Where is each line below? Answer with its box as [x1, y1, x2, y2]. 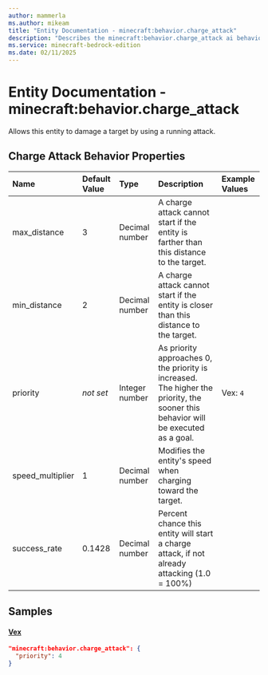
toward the [158, 484, 199, 495]
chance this [158, 518, 202, 529]
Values [221, 183, 249, 194]
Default [82, 173, 111, 184]
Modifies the [158, 444, 206, 456]
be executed [158, 422, 205, 433]
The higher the [158, 382, 214, 393]
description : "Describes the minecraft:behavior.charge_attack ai [8, 34, 234, 42]
